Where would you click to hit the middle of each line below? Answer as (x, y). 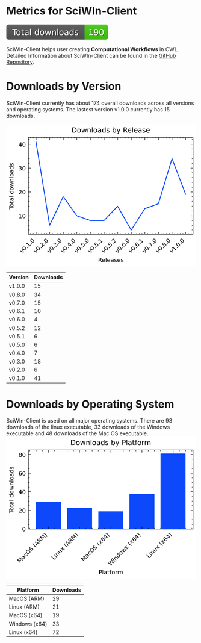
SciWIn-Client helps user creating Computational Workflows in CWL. (93, 49)
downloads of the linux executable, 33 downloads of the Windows (88, 427)
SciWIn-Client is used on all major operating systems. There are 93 (89, 421)
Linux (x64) (23, 632)
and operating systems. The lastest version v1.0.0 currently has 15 (88, 109)
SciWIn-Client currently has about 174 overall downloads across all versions (100, 103)
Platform (28, 590)
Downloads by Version (64, 86)
